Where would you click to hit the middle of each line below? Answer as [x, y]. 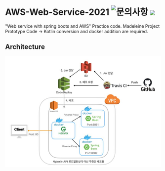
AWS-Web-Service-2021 [57, 12]
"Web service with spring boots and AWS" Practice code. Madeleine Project [82, 26]
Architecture [25, 47]
